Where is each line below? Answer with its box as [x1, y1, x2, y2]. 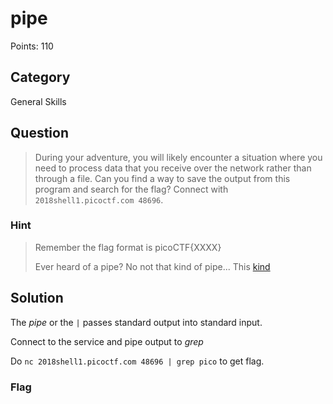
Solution [10, 290, 64, 307]
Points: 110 [10, 40, 54, 52]
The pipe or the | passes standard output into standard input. [10, 316, 263, 328]
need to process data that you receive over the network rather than [34, 162, 312, 174]
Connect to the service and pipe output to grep [10, 335, 204, 347]
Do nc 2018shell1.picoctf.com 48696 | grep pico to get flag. [10, 355, 265, 367]
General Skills [10, 95, 67, 107]
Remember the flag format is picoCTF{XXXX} [34, 241, 222, 253]
